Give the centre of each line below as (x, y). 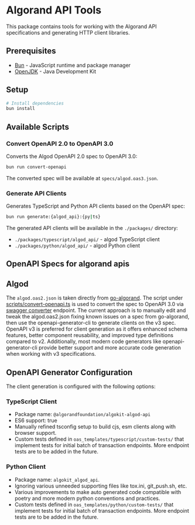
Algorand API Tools (54, 10)
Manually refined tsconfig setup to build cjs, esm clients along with (95, 427)
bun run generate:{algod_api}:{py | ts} (53, 217)
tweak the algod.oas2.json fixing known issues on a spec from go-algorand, (98, 317)
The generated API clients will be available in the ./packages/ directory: (92, 228)
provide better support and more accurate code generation (110, 348)
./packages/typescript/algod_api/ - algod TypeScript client (87, 239)
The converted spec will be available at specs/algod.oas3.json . (82, 178)
